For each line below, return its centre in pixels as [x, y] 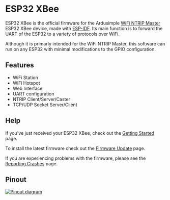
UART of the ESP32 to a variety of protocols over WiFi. [63, 34]
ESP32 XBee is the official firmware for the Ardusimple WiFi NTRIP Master [83, 23]
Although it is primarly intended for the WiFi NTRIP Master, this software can [85, 43]
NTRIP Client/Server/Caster [41, 99]
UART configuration [33, 94]
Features [20, 65]
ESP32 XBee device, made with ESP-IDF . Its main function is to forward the [84, 28]
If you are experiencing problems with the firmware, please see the [76, 158]
